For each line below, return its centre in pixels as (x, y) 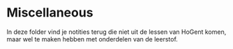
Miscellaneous (50, 13)
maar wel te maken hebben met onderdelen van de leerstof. (92, 39)
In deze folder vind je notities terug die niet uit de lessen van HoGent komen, (116, 32)
